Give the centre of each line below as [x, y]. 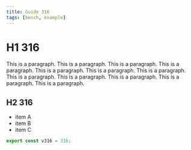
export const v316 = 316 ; [39, 141]
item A [23, 117]
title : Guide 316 [28, 12]
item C [23, 130]
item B [23, 123]
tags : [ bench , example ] [36, 18]
